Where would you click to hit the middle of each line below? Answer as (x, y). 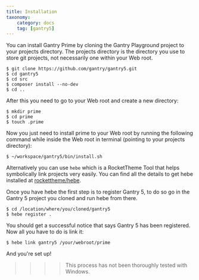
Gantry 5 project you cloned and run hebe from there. (72, 198)
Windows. (78, 272)
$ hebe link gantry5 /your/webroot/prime (58, 243)
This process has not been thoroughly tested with (126, 265)
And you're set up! (29, 254)
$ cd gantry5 (22, 74)
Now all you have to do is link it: (45, 232)
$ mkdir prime (24, 112)
